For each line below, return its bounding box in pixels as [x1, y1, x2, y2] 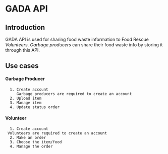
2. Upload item [10, 96, 42, 101]
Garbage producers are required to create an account [16, 91, 132, 96]
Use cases [5, 61, 39, 70]
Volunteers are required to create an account [7, 130, 107, 136]
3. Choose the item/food [10, 139, 62, 144]
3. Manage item [10, 100, 42, 105]
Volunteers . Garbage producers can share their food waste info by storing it [5, 42, 163, 48]
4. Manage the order [10, 144, 53, 149]
